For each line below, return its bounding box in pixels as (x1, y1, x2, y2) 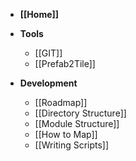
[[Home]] (19, 9, 60, 20)
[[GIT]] (34, 47, 63, 59)
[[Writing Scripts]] (34, 139, 110, 151)
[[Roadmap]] (34, 97, 88, 108)
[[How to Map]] (34, 129, 98, 140)
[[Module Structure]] (34, 118, 120, 129)
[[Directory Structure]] (34, 107, 127, 119)
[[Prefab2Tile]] (34, 58, 96, 69)
